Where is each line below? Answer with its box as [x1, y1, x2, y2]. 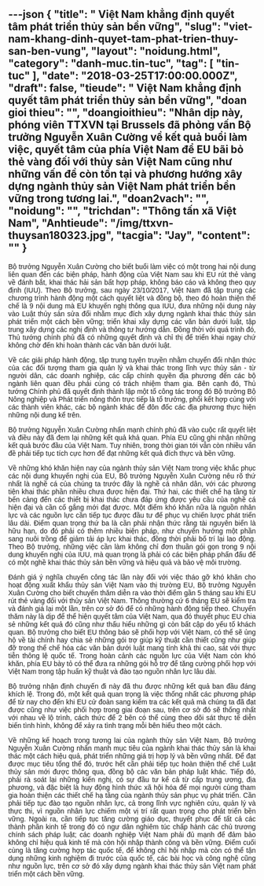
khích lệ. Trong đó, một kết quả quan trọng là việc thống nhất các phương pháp [8, 689, 256, 698]
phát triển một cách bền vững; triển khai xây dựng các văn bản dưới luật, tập [8, 317, 256, 326]
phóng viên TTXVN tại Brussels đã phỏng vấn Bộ [8, 119, 251, 132]
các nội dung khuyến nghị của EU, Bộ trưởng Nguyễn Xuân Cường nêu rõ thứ [8, 471, 256, 480]
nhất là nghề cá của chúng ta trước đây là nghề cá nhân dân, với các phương [8, 479, 256, 488]
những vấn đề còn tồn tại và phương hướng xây [8, 167, 243, 181]
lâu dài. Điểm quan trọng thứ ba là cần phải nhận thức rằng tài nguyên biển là [8, 518, 256, 528]
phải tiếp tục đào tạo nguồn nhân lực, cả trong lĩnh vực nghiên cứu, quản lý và [8, 799, 256, 807]
